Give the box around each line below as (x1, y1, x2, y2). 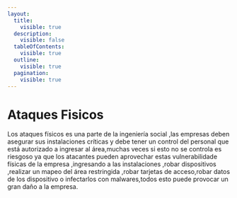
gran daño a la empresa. (7, 182, 79, 191)
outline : (13, 57, 40, 64)
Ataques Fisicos (7, 107, 104, 122)
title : (13, 17, 33, 24)
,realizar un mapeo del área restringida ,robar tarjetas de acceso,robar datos (7, 168, 231, 176)
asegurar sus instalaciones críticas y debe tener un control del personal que (7, 137, 229, 146)
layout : (7, 10, 30, 18)
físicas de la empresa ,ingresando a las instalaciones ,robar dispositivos (7, 160, 217, 168)
